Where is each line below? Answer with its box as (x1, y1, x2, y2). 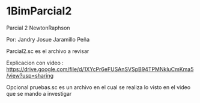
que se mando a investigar (6, 90, 72, 97)
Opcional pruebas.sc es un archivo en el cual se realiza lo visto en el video (6, 83, 191, 91)
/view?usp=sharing (6, 72, 54, 79)
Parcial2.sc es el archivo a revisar (6, 47, 89, 55)
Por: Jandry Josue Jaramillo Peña (6, 36, 90, 43)
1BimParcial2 (6, 4, 72, 18)
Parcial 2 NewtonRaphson (6, 24, 70, 31)
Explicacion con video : (6, 59, 64, 66)
